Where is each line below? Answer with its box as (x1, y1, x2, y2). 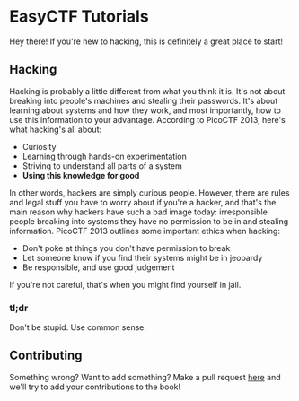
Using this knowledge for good (22, 170, 140, 180)
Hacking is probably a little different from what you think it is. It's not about (9, 85, 286, 96)
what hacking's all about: (9, 124, 102, 135)
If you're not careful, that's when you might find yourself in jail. (9, 279, 242, 290)
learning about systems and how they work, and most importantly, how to (9, 105, 281, 116)
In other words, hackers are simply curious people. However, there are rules (9, 187, 290, 198)
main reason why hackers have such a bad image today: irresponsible (9, 206, 268, 217)
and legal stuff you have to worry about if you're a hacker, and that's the (9, 196, 277, 207)
